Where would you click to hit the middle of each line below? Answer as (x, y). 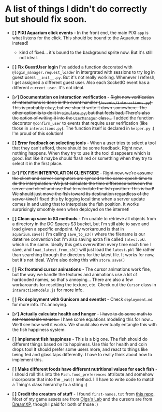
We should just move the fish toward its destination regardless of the (80, 194)
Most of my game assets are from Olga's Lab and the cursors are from (82, 399)
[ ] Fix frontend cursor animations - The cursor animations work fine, (81, 269)
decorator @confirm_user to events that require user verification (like (80, 123)
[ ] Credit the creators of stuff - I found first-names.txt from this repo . (83, 394)
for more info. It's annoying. (40, 304)
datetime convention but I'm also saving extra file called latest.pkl (79, 239)
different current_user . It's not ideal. (48, 87)
